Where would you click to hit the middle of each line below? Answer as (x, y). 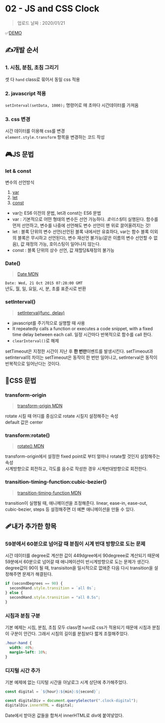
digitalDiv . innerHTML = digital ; (40, 705)
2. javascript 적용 (26, 93)
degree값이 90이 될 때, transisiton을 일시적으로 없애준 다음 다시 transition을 (79, 568)
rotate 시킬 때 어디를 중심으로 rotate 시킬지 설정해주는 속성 (62, 416)
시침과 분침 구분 (23, 615)
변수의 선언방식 (20, 182)
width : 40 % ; (22, 648)
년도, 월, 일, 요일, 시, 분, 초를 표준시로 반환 (46, 289)
